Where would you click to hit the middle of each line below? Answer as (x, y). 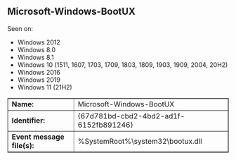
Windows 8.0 (37, 49)
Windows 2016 (39, 72)
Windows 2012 (39, 42)
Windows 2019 (39, 80)
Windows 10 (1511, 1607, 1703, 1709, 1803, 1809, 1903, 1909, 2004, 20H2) (123, 64)
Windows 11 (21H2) (45, 87)
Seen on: (20, 28)
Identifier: (28, 121)
